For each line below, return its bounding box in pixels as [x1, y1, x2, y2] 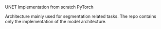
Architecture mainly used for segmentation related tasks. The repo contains [5, 14, 157, 19]
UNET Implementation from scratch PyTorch [5, 4, 94, 10]
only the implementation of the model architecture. [5, 19, 107, 24]
